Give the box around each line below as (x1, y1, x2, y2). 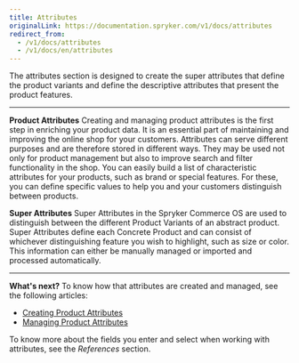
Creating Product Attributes (21, 308, 123, 319)
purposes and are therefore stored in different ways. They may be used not (9, 143, 285, 154)
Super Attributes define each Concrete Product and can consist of (9, 227, 252, 238)
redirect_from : (9, 29, 66, 38)
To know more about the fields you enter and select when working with (9, 335, 270, 345)
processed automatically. (9, 255, 101, 266)
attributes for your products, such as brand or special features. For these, (9, 172, 279, 182)
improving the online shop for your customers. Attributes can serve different (9, 134, 288, 145)
